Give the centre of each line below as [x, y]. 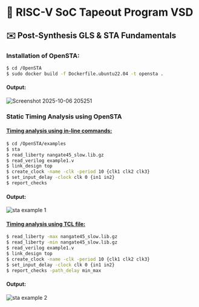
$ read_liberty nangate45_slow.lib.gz [55, 155]
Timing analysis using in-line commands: [59, 131]
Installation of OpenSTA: [43, 56]
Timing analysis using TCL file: [46, 224]
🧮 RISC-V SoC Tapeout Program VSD [100, 12]
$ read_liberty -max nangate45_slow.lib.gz [62, 237]
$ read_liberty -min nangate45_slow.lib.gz [62, 242]
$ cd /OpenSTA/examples [36, 144]
